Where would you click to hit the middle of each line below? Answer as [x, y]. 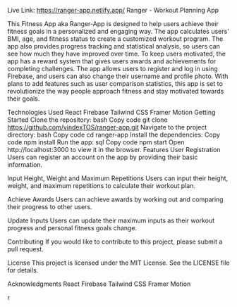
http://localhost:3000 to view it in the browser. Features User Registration [114, 150]
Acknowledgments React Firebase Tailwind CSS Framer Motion [99, 284]
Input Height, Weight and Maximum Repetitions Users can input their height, [118, 178]
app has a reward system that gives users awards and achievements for [112, 61]
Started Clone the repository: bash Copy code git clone [87, 120]
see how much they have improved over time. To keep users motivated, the [116, 54]
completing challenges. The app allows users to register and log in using [113, 69]
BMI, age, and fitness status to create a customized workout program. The [115, 39]
